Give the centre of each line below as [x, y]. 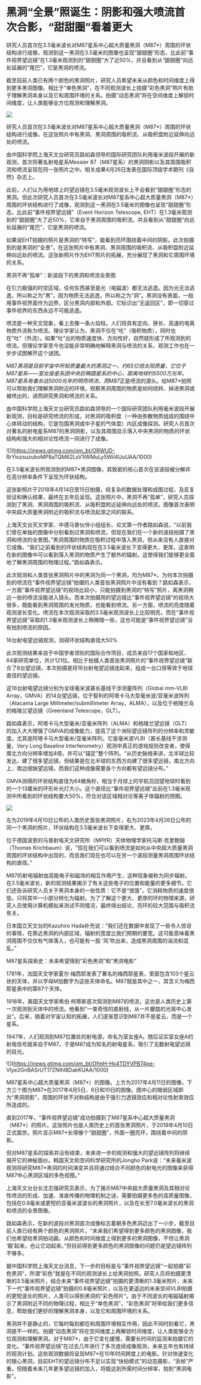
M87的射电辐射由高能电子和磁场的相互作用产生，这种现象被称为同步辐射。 [98, 875]
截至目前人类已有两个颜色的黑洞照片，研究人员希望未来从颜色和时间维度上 [98, 80]
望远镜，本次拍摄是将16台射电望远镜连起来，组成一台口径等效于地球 [109, 668]
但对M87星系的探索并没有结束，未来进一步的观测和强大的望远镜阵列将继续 [98, 1152]
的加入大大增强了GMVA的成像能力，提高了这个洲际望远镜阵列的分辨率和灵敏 [100, 731]
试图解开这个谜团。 [40, 353]
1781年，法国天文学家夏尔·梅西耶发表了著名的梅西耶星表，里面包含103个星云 [100, 973]
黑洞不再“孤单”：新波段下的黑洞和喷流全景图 [61, 275]
